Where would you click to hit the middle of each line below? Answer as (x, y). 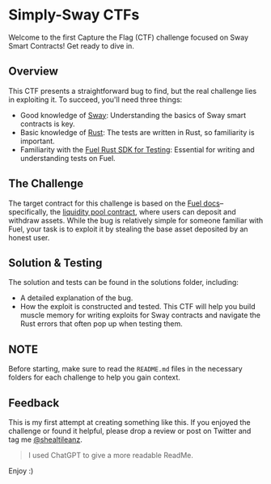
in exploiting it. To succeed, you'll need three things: (95, 100)
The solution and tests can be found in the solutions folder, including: (123, 282)
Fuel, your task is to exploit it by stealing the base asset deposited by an (128, 229)
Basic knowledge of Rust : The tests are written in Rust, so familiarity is (137, 132)
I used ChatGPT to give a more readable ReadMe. (111, 455)
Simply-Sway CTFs (74, 15)
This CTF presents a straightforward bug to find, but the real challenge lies (133, 91)
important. (37, 141)
